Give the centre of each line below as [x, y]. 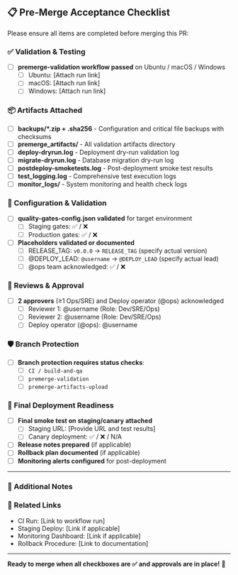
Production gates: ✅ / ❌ [63, 234]
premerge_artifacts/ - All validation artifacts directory [96, 144]
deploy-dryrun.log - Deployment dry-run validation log [98, 152]
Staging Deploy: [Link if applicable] [69, 528]
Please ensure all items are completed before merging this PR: [98, 33]
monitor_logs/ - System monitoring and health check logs [102, 185]
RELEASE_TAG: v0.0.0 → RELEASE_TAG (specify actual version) [118, 251]
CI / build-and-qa [55, 371]
